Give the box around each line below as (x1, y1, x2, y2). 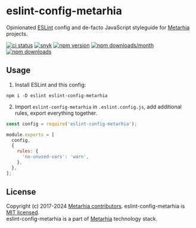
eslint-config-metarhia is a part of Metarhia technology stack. (6, 215, 158, 223)
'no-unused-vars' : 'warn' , (21, 154, 89, 160)
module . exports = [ (6, 132, 55, 138)
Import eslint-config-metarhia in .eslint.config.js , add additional (14, 103, 182, 110)
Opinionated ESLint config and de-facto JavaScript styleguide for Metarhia (6, 24, 190, 31)
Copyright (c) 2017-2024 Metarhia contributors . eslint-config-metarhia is (6, 202, 185, 210)
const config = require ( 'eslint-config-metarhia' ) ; (6, 121, 137, 127)
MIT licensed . (6, 209, 40, 216)
